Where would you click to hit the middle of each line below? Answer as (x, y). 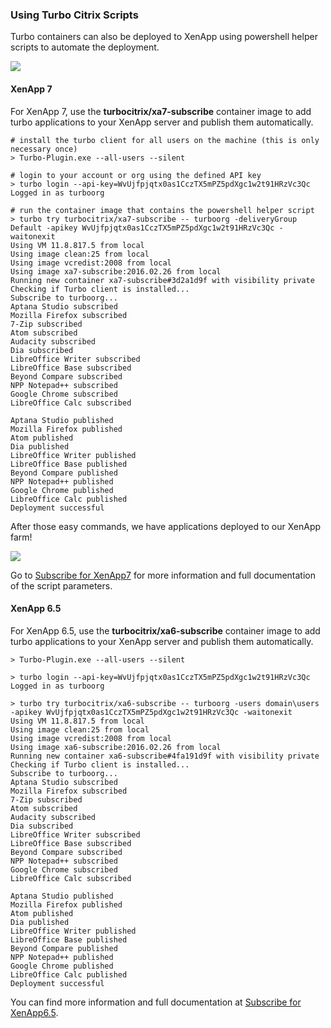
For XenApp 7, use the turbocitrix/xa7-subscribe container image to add (161, 111)
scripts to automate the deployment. (85, 47)
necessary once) (44, 149)
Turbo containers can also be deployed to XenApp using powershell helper (164, 37)
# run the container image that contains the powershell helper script (162, 210)
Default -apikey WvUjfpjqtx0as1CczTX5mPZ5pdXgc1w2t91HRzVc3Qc (142, 228)
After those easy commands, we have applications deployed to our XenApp (166, 526)
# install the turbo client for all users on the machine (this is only (165, 140)
